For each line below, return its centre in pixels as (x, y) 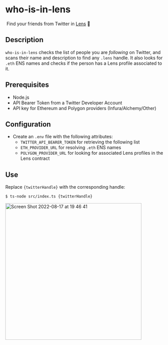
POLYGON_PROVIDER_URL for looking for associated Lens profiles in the (92, 153)
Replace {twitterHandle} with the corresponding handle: (65, 187)
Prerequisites (27, 85)
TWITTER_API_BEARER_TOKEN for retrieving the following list (80, 142)
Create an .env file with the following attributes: (63, 137)
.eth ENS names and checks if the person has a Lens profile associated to (84, 63)
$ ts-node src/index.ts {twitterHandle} (49, 196)
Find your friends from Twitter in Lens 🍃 (48, 24)
